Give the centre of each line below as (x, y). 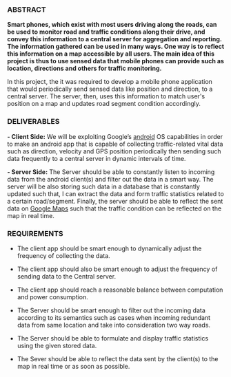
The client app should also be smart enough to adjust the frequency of (117, 269)
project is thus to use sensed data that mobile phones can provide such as (115, 61)
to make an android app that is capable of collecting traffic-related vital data (115, 144)
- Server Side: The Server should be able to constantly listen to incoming (111, 172)
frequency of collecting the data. (63, 255)
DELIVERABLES (33, 122)
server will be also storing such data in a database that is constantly (103, 186)
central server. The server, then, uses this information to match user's (106, 96)
